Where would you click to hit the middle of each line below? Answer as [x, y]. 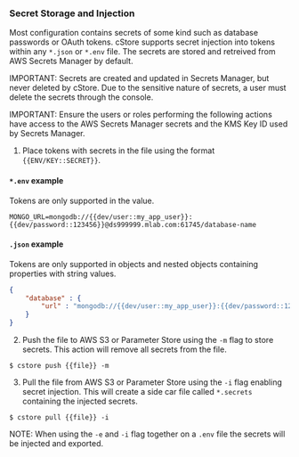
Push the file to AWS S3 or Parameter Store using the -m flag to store [148, 340]
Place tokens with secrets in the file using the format [118, 151]
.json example [36, 244]
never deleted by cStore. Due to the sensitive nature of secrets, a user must [148, 88]
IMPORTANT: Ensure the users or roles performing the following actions [141, 115]
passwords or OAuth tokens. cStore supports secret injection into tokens [142, 42]
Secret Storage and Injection [72, 13]
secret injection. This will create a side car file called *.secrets [137, 392]
